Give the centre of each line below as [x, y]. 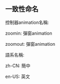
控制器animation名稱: [27, 22]
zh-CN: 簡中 [18, 66]
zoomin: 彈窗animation [29, 33]
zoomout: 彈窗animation [30, 44]
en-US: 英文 [18, 76]
